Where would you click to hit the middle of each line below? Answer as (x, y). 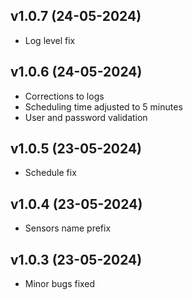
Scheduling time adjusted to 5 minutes (103, 106)
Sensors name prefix (68, 228)
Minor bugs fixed (60, 284)
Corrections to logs (64, 96)
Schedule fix (50, 173)
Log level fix (50, 40)
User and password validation (86, 117)
